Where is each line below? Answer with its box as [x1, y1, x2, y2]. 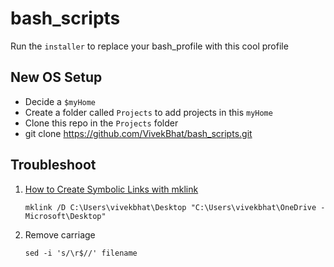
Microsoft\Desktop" [24, 211, 107, 221]
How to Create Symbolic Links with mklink [24, 183, 199, 195]
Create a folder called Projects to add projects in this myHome [24, 106, 273, 118]
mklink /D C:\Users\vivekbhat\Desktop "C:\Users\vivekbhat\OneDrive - [24, 202, 326, 212]
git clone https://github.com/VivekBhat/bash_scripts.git [24, 127, 253, 139]
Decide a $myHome [24, 95, 97, 107]
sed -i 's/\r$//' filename [24, 248, 138, 258]
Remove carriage [24, 228, 96, 241]
